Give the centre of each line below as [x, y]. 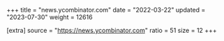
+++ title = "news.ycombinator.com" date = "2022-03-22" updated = [106, 10]
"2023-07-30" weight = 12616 [50, 17]
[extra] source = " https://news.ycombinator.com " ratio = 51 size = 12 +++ [112, 30]
